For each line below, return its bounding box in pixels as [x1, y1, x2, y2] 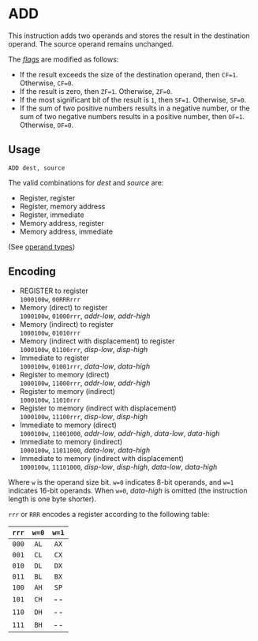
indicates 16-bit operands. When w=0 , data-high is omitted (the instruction [8, 485, 248, 495]
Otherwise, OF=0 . [19, 120, 73, 129]
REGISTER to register [19, 286, 88, 295]
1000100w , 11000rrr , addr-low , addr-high [19, 378, 151, 388]
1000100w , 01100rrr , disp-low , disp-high [19, 344, 148, 354]
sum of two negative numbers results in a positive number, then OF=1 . [19, 111, 245, 121]
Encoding [8, 265, 57, 279]
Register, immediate [19, 210, 84, 219]
